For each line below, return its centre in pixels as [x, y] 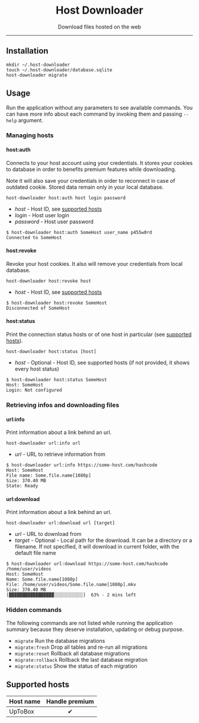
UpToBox [22, 711]
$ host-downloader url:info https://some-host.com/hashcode [82, 465]
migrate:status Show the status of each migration [76, 666]
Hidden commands [34, 610]
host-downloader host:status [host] [51, 352]
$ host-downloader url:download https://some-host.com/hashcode [87, 564]
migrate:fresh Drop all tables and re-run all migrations [81, 647]
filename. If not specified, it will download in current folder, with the [97, 547]
